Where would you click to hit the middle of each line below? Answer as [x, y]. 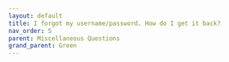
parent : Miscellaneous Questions [64, 38]
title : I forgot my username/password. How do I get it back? [115, 23]
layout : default [35, 16]
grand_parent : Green [43, 46]
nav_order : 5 [30, 31]
